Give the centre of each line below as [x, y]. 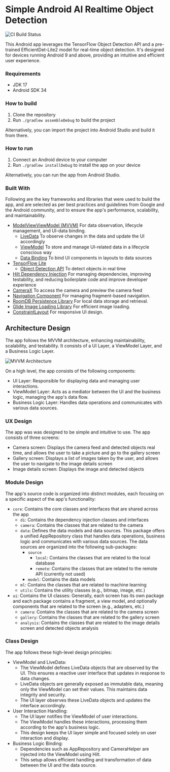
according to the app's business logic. [60, 727]
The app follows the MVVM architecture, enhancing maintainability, [75, 340]
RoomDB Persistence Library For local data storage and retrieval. [80, 301]
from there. [17, 135]
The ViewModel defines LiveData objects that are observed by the [89, 667]
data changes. [35, 678]
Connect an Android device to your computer [60, 160]
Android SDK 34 [29, 90]
